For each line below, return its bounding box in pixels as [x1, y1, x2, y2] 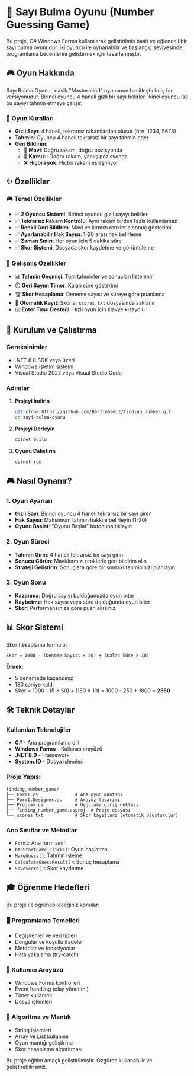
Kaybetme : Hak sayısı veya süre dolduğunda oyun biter [14, 598, 151, 605]
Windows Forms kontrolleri [14, 979, 80, 986]
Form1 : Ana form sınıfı [14, 839, 67, 847]
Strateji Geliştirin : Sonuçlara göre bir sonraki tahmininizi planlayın [14, 563, 176, 571]
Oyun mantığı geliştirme [14, 1039, 73, 1046]
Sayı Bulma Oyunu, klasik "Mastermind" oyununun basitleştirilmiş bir [6, 87, 173, 94]
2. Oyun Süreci [6, 538, 50, 546]
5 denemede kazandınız [14, 674, 74, 681]
